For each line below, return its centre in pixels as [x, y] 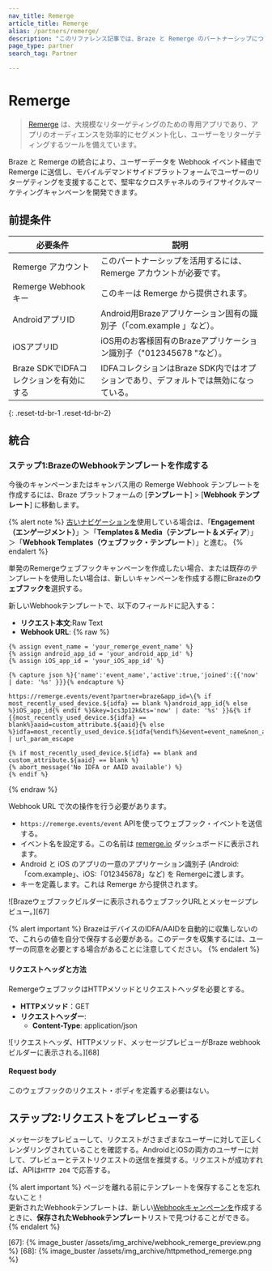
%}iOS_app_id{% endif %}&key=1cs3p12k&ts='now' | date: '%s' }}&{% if [130, 711]
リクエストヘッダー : [53, 1016]
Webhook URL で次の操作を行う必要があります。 [90, 807]
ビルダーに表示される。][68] [54, 1052]
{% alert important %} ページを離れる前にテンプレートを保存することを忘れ [134, 1187]
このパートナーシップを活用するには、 [174, 260]
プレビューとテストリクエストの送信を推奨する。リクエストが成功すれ [146, 1159]
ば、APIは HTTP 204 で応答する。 [62, 1170]
